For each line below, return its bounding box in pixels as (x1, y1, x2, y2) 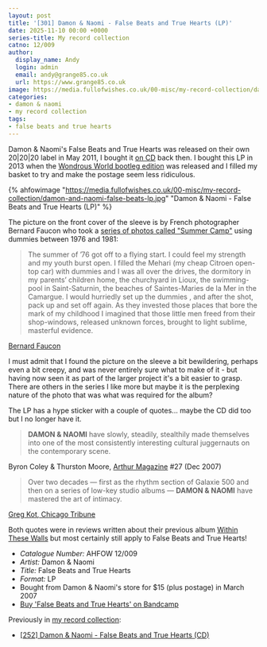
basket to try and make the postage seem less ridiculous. (8, 169, 196, 179)
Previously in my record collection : (8, 614, 122, 624)
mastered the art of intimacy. (27, 494, 122, 503)
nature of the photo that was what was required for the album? (8, 390, 213, 400)
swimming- (212, 275, 250, 285)
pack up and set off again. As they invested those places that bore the (27, 300, 258, 310)
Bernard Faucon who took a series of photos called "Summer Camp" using (8, 226, 253, 235)
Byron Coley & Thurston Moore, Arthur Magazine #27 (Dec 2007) (8, 462, 222, 471)
